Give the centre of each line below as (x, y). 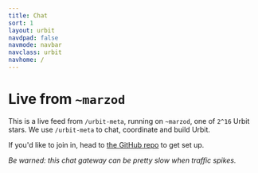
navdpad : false (33, 38)
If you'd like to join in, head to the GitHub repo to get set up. (106, 144)
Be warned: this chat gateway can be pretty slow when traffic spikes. (122, 160)
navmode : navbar (35, 45)
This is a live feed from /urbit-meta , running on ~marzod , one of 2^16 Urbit (129, 121)
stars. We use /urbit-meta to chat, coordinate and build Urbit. (109, 129)
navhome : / (26, 60)
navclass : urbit (35, 52)
